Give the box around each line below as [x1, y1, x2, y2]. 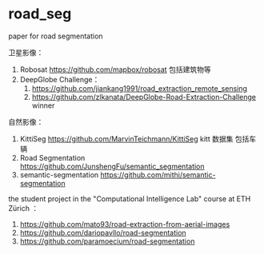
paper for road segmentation [8, 31, 103, 41]
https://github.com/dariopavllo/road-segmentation [19, 228, 186, 237]
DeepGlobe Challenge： [19, 74, 100, 84]
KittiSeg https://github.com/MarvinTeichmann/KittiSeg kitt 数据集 [19, 133, 234, 144]
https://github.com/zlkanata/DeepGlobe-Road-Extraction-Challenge [31, 92, 256, 101]
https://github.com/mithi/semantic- [100, 169, 216, 180]
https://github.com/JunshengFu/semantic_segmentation [19, 161, 206, 171]
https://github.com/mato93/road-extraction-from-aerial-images [19, 219, 230, 228]
